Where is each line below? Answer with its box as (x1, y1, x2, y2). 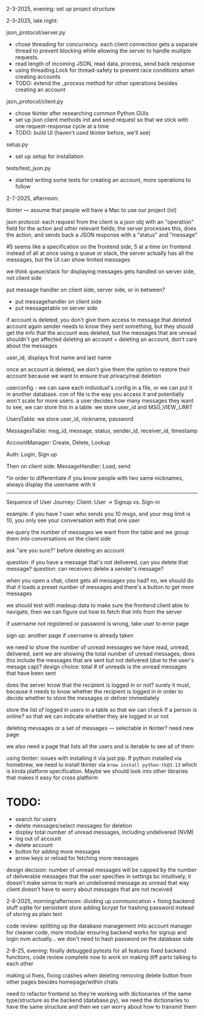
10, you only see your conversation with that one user (6, 517, 140, 524)
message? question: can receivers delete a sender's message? (6, 565, 164, 572)
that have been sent (6, 670, 56, 676)
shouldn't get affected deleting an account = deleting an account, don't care (6, 335, 197, 343)
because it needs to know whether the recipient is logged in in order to (6, 688, 183, 695)
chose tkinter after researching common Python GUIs (15, 110, 149, 116)
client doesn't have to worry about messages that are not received (6, 885, 173, 893)
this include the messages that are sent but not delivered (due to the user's (6, 657, 194, 664)
